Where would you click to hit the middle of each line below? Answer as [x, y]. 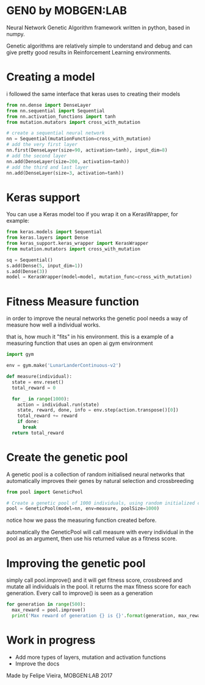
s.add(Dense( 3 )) [27, 271]
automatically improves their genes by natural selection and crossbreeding [100, 480]
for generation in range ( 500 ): [46, 604]
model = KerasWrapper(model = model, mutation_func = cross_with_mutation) [99, 277]
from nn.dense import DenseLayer [49, 105]
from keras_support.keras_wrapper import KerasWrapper [77, 244]
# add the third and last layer [47, 167]
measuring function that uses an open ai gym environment [80, 343]
